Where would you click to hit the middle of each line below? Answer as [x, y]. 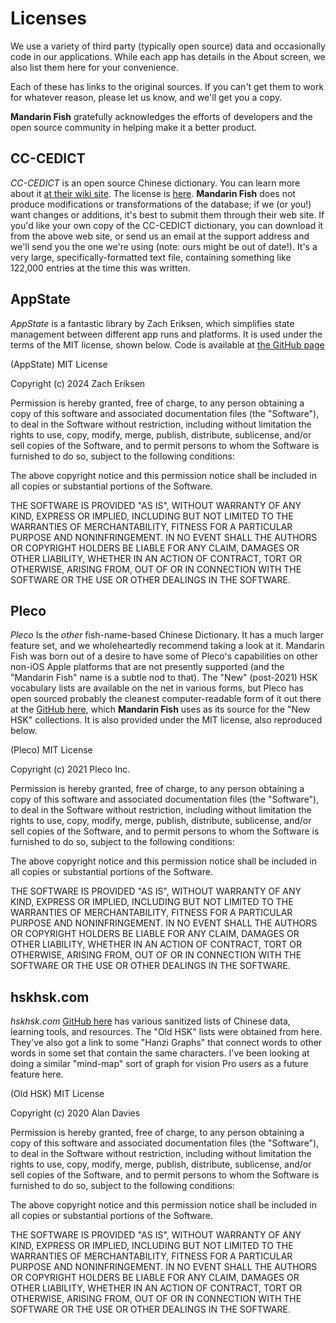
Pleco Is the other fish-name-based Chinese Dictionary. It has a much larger [167, 635]
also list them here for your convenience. [94, 67]
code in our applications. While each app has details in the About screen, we [168, 56]
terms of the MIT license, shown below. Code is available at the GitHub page [167, 344]
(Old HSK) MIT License [57, 1094]
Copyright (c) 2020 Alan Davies [75, 1113]
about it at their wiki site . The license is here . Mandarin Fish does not [153, 193]
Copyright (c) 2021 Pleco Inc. [70, 769]
